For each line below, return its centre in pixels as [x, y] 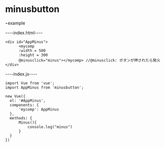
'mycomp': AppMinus [38, 109]
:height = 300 [33, 55]
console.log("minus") [50, 127]
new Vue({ [15, 96]
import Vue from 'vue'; [30, 83]
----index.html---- [24, 32]
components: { [24, 105]
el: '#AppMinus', [28, 100]
